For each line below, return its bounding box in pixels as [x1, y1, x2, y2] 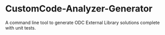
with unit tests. [5, 24, 36, 30]
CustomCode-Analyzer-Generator [5, 3, 153, 14]
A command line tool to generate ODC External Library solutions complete [5, 19, 160, 25]
